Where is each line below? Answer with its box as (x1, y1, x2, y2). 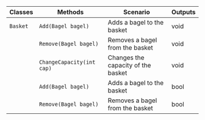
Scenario (123, 8, 151, 16)
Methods (57, 8, 84, 16)
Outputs (171, 8, 196, 16)
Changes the (107, 53, 145, 62)
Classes (9, 8, 34, 16)
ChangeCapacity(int (38, 59, 96, 66)
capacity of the (107, 61, 151, 69)
